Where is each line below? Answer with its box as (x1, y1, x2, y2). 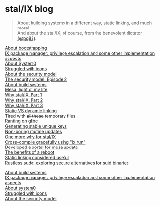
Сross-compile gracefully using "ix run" (5, 139, 86, 145)
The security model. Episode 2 (5, 76, 67, 82)
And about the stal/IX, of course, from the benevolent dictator (17, 30, 142, 36)
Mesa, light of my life (5, 87, 48, 92)
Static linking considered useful (5, 154, 69, 160)
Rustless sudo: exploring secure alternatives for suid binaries (5, 160, 129, 166)
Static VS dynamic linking (5, 107, 57, 114)
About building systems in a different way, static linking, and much (17, 20, 152, 26)
